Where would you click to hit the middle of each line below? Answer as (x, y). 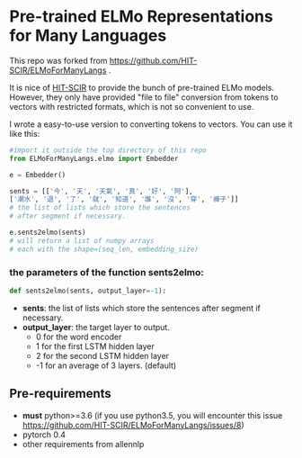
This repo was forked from (58, 60)
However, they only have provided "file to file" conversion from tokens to (144, 97)
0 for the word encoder (79, 337)
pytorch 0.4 (44, 435)
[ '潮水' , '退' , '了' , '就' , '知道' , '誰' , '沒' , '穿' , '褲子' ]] (124, 200)
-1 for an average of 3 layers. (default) (106, 365)
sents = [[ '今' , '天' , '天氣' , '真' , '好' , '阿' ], (101, 191)
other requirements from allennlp (83, 444)
